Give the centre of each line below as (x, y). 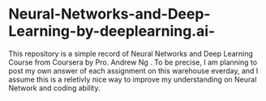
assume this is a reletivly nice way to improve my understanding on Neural (133, 79)
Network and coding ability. (54, 88)
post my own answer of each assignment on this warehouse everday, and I (133, 70)
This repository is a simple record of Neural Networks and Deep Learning (131, 53)
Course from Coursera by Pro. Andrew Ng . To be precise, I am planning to (133, 62)
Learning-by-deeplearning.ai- (112, 31)
